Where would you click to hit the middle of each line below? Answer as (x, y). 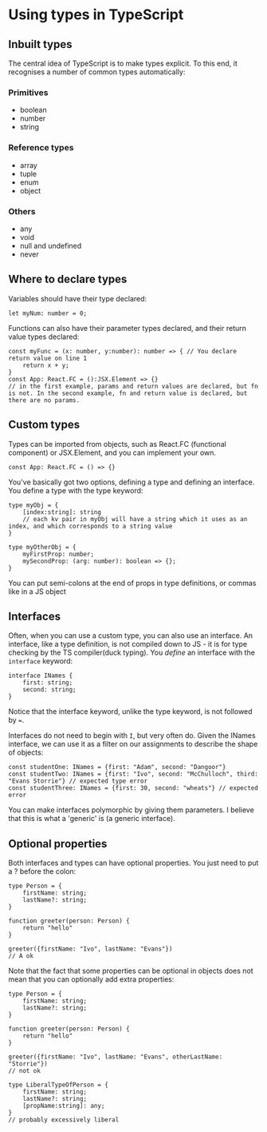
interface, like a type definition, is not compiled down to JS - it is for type (128, 644)
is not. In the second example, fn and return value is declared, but (128, 393)
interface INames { (41, 676)
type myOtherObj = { (43, 547)
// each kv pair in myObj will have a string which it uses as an (135, 519)
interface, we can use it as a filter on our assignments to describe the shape (133, 744)
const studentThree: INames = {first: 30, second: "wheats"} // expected (133, 788)
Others (22, 211)
